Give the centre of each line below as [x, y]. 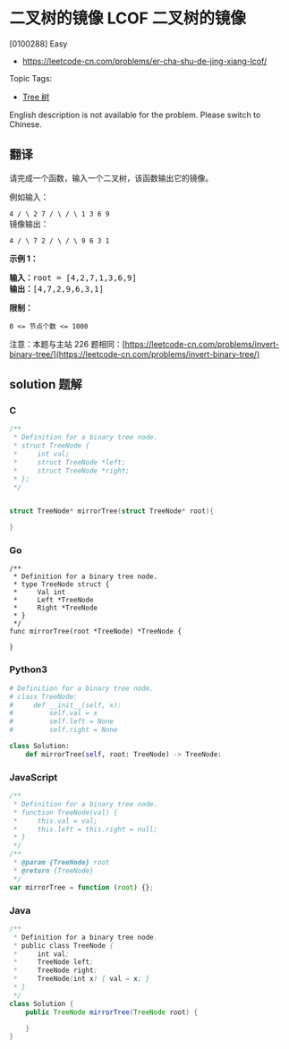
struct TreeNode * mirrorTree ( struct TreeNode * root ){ [112, 511]
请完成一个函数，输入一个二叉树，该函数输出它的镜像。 [111, 178]
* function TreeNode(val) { [65, 812]
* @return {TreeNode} [53, 870]
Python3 [28, 669]
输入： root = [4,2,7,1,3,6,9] [73, 277]
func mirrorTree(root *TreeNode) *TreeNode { [95, 632]
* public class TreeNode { [64, 945]
